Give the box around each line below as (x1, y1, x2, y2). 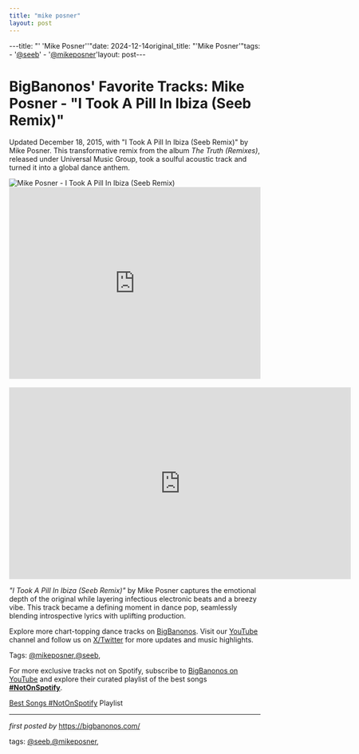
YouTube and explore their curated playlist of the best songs (9, 674, 207, 684)
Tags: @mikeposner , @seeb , (9, 650, 101, 660)
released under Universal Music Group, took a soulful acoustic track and (9, 155, 247, 164)
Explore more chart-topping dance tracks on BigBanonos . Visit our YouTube (9, 626, 258, 636)
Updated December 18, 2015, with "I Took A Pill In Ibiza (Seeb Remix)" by (9, 137, 249, 147)
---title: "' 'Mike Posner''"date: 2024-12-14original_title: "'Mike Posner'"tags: (9, 41, 261, 50)
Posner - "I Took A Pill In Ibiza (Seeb (9, 94, 252, 112)
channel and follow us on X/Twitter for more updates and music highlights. (9, 635, 254, 645)
